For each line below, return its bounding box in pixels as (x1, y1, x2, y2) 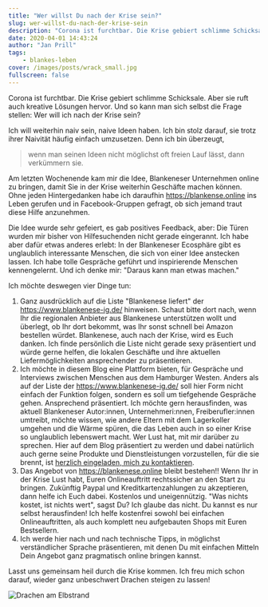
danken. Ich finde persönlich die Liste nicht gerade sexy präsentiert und (19, 339, 257, 348)
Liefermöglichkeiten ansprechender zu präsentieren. (19, 355, 193, 365)
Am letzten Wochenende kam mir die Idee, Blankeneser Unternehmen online (8, 173, 259, 183)
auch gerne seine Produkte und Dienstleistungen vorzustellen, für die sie (19, 449, 260, 458)
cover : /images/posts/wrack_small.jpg (8, 64, 137, 72)
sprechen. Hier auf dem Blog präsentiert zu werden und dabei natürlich (19, 440, 254, 450)
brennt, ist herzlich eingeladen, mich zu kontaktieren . (19, 457, 195, 467)
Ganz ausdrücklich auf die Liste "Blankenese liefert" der (19, 296, 205, 306)
